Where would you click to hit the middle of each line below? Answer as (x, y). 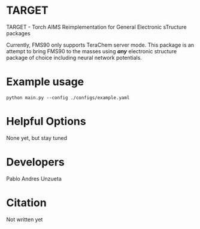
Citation (26, 202)
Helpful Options (46, 122)
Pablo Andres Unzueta (34, 178)
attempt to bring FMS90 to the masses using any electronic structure (92, 51)
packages (19, 33)
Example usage (45, 82)
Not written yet (25, 219)
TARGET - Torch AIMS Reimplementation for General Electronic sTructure (96, 27)
